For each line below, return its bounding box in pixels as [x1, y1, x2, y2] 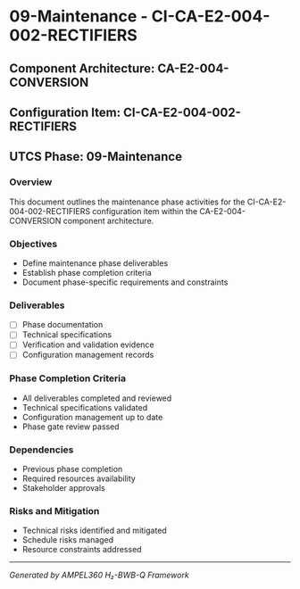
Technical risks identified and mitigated [21, 525, 167, 536]
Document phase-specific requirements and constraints [21, 277, 229, 287]
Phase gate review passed [21, 421, 120, 432]
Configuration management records [21, 350, 154, 361]
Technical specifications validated [21, 402, 148, 412]
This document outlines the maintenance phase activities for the [9, 196, 246, 207]
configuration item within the [92, 205, 198, 216]
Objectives [9, 237, 58, 250]
